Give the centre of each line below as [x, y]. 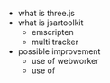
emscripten [52, 32]
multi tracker [55, 41]
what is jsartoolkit [50, 23]
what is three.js [46, 13]
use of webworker [65, 61]
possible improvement [59, 51]
